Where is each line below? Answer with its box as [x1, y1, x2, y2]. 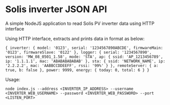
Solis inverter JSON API [5, 4, 107, 15]
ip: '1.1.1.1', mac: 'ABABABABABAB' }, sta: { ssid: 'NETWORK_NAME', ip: [5, 58, 166, 64]
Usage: [5, 76, 20, 82]
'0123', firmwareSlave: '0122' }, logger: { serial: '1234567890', [5, 50, 152, 55]
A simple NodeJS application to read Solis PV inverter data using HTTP [5, 20, 155, 26]
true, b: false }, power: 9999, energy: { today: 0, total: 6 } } [5, 67, 150, 73]
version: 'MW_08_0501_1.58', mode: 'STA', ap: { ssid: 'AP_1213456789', [5, 54, 163, 59]
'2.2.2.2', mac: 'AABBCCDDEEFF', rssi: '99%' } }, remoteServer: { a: [5, 63, 159, 68]
